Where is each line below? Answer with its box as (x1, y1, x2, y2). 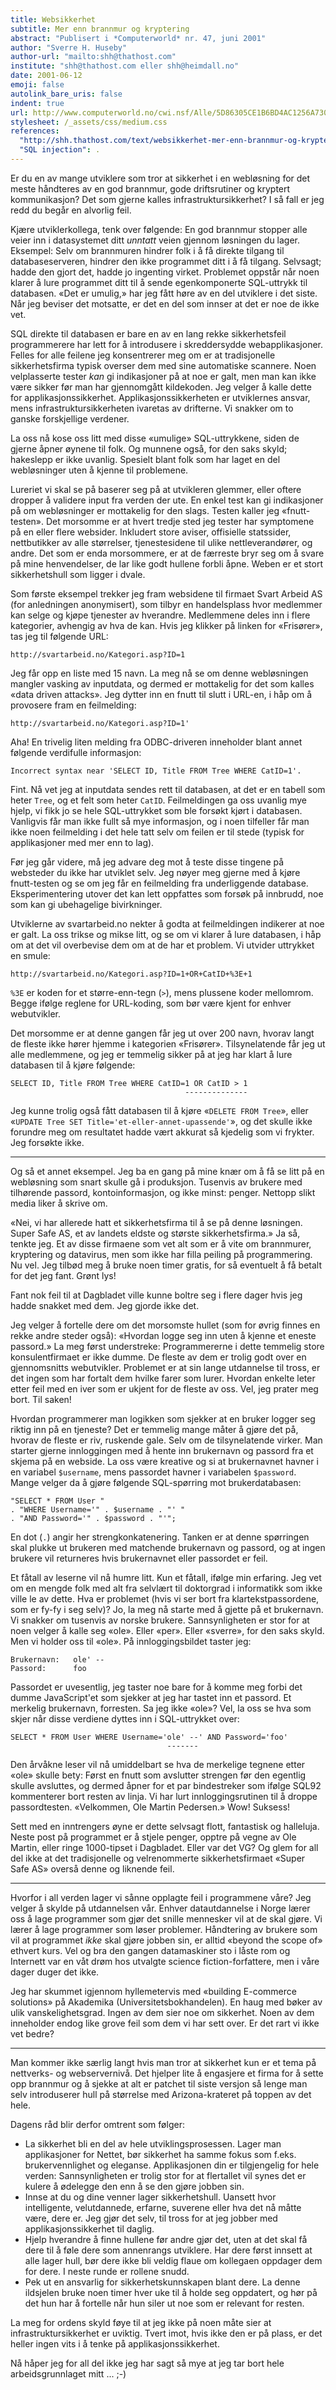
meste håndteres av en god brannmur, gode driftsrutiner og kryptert (10, 182, 291, 195)
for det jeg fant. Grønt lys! (10, 1269, 117, 1281)
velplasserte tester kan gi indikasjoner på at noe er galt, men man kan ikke (10, 370, 317, 382)
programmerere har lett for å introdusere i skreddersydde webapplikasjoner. (10, 338, 323, 350)
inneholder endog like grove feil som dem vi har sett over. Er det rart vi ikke (10, 2017, 320, 2029)
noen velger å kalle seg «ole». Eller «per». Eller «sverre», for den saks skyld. (10, 1624, 325, 1636)
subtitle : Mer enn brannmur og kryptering (10, 24, 190, 34)
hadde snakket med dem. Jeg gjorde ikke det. (10, 1299, 200, 1311)
